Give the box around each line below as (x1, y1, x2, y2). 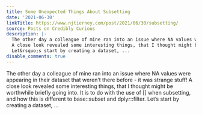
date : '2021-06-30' (6, 14, 55, 20)
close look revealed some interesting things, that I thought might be (6, 82, 173, 90)
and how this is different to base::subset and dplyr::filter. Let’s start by (6, 95, 179, 102)
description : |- (6, 31, 47, 37)
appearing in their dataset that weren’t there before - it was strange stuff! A (6, 76, 193, 83)
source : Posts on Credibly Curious (6, 25, 96, 32)
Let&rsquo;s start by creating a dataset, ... (11, 48, 130, 54)
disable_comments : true (6, 53, 66, 59)
